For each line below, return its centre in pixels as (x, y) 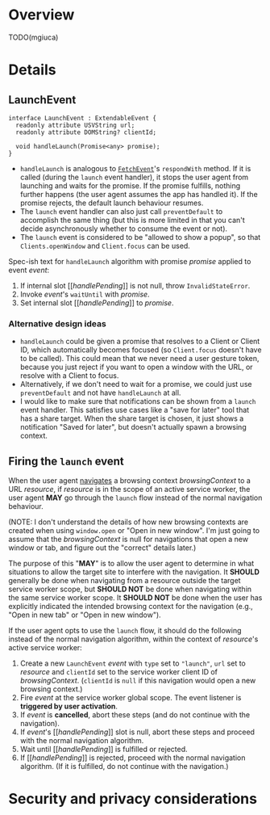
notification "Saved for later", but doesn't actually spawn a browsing (133, 427)
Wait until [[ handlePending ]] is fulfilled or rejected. (104, 750)
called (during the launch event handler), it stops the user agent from (134, 177)
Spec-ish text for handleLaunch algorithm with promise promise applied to (130, 261)
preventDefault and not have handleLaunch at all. (100, 393)
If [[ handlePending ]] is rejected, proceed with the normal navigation (133, 758)
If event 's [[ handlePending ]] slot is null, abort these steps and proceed (137, 732)
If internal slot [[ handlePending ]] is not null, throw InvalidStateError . (135, 285)
